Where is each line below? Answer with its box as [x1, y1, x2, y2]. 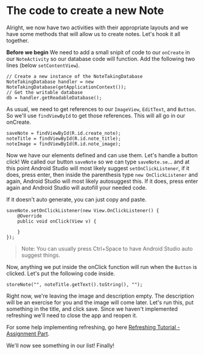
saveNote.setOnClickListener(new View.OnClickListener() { [6, 207, 160, 213]
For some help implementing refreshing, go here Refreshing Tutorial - [6, 323, 180, 331]
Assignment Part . [6, 330, 50, 337]
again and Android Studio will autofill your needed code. [6, 184, 147, 191]
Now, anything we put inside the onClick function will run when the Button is [6, 263, 197, 270]
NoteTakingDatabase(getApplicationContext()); [6, 84, 127, 90]
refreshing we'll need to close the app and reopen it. [6, 312, 138, 319]
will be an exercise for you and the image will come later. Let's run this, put [6, 298, 194, 306]
